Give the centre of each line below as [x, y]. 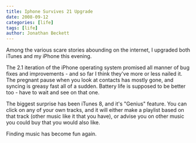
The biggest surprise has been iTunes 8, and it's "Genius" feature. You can [97, 104]
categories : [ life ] [30, 22]
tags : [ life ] [22, 28]
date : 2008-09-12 [27, 17]
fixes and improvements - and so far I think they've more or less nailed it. [94, 74]
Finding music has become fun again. [51, 134]
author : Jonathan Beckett [38, 33]
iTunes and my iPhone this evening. [49, 56]
